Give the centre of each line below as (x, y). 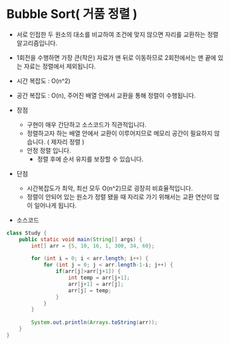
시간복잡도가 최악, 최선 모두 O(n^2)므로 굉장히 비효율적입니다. (110, 188)
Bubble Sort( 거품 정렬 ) (72, 14)
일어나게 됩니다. (55, 205)
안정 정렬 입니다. (49, 150)
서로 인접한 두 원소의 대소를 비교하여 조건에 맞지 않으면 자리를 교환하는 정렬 (117, 34)
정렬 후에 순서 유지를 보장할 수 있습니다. (90, 159)
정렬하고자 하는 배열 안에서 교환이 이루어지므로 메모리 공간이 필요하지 (119, 133)
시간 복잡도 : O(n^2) (43, 80)
